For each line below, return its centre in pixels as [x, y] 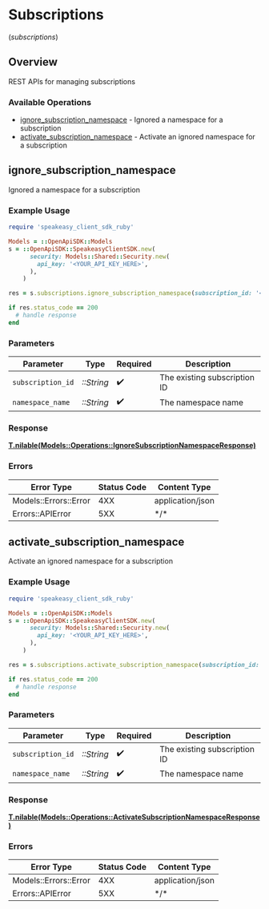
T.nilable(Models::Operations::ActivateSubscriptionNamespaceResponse [134, 817]
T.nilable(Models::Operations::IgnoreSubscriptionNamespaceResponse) [132, 446]
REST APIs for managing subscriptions [72, 81]
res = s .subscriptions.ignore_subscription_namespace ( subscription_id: [130, 293]
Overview [33, 62]
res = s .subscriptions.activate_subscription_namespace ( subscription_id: [134, 665]
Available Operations [50, 102]
